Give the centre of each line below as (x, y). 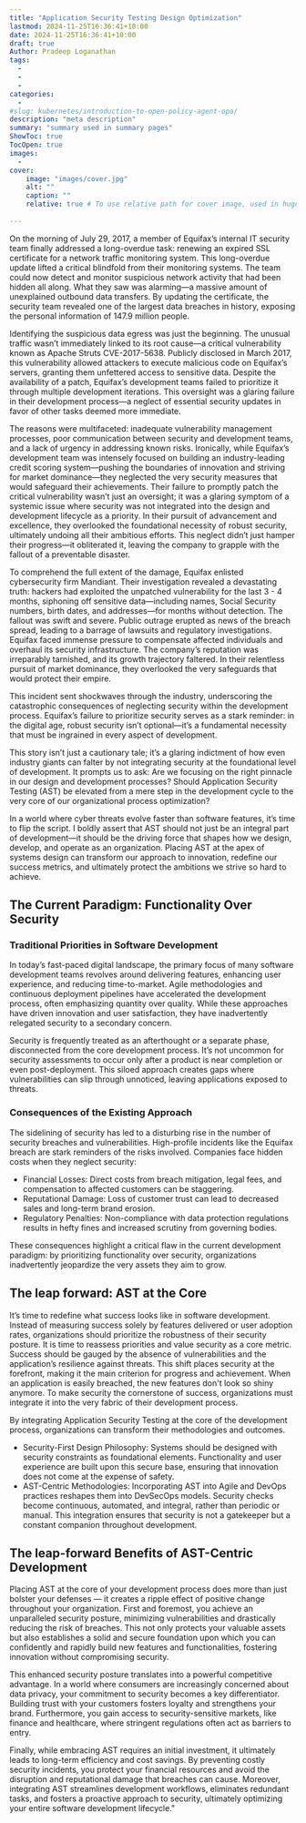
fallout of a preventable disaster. (70, 554)
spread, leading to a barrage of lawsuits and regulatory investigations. (141, 630)
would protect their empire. (61, 678)
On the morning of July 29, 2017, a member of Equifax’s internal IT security (149, 239)
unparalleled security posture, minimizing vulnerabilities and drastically (143, 1618)
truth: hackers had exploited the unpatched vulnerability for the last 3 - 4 (146, 591)
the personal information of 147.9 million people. (99, 316)
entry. (20, 1733)
